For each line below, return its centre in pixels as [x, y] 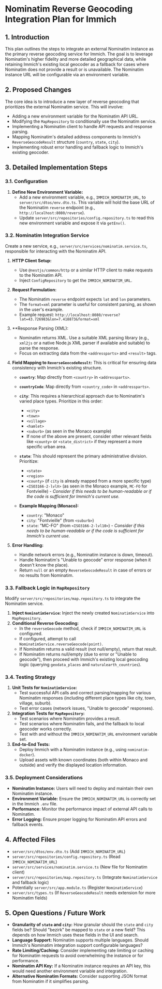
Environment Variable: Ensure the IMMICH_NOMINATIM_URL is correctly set [84, 798]
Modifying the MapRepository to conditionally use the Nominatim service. [84, 121]
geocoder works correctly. [46, 729]
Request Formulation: [34, 289]
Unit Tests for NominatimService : [44, 687]
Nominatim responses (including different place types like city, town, [88, 698]
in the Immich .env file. [35, 804]
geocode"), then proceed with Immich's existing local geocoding [84, 659]
